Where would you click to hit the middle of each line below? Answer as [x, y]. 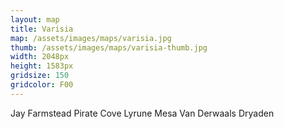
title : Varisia [42, 29]
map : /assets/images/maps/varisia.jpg [91, 38]
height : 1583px [42, 66]
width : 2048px [40, 57]
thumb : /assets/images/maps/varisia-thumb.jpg [109, 47]
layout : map [35, 19]
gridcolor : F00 [42, 85]
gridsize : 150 [40, 76]
